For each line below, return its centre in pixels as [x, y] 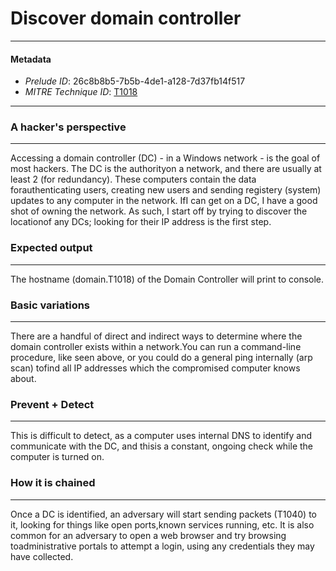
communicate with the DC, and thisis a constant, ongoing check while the [162, 446]
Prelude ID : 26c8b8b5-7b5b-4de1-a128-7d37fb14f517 [135, 81]
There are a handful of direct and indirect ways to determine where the [156, 336]
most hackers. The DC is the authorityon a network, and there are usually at [166, 169]
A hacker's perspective [68, 127]
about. [23, 379]
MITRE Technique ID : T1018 [81, 92]
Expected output [51, 248]
